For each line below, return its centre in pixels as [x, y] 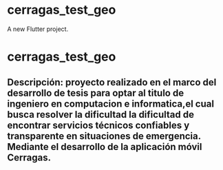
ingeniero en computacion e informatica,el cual [111, 104]
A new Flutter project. [38, 29]
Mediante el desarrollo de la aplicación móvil [105, 147]
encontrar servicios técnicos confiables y [98, 125]
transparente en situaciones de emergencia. [104, 136]
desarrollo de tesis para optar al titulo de [96, 93]
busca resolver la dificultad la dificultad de [101, 115]
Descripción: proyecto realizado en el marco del [112, 82]
